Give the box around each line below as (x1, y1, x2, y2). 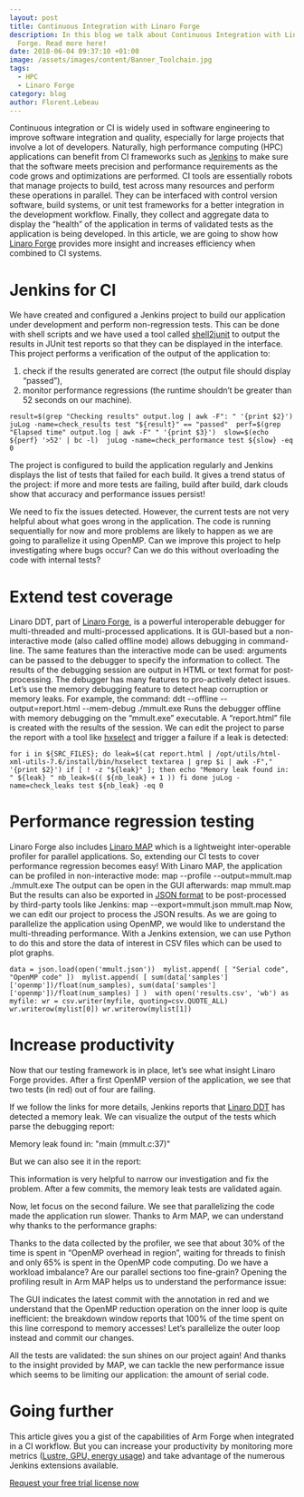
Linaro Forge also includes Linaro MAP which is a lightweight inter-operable (9, 841, 291, 853)
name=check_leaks (9, 781, 75, 790)
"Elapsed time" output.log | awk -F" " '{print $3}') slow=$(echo (9, 428, 270, 437)
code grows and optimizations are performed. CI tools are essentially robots (9, 171, 293, 181)
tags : (9, 64, 30, 73)
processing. (9, 674, 54, 685)
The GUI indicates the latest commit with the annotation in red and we (9, 1294, 270, 1305)
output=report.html (9, 703, 81, 714)
